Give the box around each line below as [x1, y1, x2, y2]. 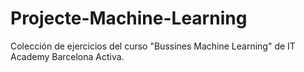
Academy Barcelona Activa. [10, 50, 125, 62]
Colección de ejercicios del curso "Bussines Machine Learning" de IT [10, 40, 296, 52]
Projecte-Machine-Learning [10, 7, 248, 30]
